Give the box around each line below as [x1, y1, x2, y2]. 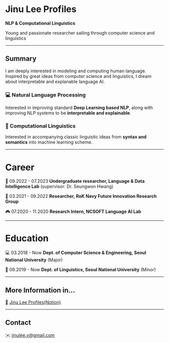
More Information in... [5, 286, 75, 294]
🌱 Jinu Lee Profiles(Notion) [5, 299, 61, 305]
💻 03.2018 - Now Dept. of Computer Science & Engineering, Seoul [5, 250, 147, 256]
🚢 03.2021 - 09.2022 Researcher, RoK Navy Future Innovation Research [5, 193, 157, 199]
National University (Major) [5, 257, 63, 263]
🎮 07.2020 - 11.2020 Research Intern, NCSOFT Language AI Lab [5, 208, 142, 214]
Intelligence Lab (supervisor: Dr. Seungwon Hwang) [5, 183, 114, 189]
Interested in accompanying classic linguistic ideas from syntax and [5, 134, 147, 140]
